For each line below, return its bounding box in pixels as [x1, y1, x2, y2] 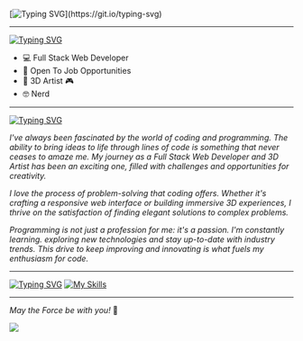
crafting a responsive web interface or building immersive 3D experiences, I [9, 198, 291, 208]
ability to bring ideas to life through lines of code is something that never [9, 142, 280, 152]
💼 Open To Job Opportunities [22, 66, 132, 76]
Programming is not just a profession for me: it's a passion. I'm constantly [9, 225, 285, 235]
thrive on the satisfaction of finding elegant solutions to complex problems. [9, 207, 289, 218]
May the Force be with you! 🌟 [9, 305, 119, 315]
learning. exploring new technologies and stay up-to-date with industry [9, 234, 275, 245]
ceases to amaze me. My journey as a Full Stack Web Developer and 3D [9, 151, 280, 162]
